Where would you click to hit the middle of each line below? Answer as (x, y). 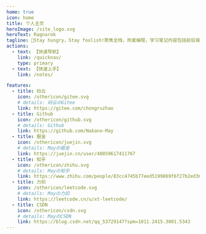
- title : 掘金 (29, 137)
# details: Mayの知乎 (44, 171)
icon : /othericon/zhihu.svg (53, 165)
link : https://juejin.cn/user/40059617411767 (77, 153)
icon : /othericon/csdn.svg (52, 210)
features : (19, 86)
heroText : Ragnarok (31, 35)
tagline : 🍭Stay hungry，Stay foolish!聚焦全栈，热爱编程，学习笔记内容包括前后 (101, 40)
